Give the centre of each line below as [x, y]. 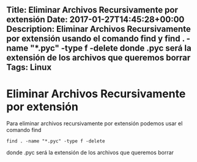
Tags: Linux [29, 68]
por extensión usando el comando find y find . [95, 39]
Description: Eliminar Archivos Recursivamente [98, 29]
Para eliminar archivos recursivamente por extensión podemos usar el [95, 123]
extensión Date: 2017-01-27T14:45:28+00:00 [95, 20]
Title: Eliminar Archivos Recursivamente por [92, 10]
